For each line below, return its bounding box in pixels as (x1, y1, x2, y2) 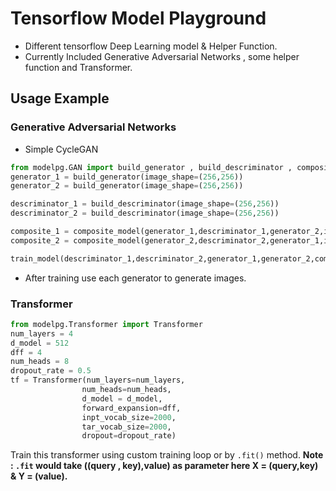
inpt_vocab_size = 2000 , (81, 412, 177, 422)
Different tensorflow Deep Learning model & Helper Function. (24, 40, 278, 52)
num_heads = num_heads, (81, 385, 172, 395)
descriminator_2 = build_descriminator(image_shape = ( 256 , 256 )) (10, 208, 280, 219)
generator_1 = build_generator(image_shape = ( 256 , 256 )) (10, 172, 244, 182)
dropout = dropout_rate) (81, 431, 177, 441)
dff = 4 (10, 347, 43, 357)
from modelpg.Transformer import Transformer (10, 319, 203, 329)
